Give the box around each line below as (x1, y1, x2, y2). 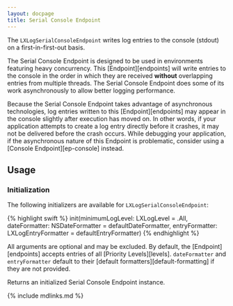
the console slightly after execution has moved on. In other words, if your (7, 114, 217, 122)
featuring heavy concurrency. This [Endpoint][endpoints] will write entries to (7, 64, 226, 72)
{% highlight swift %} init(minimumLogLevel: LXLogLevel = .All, (7, 214, 188, 223)
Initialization (7, 185, 50, 195)
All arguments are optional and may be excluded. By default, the (7, 243, 191, 251)
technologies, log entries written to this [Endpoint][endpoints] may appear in (7, 107, 226, 115)
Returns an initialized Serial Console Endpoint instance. (7, 278, 166, 287)
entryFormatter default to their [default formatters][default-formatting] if (7, 257, 215, 266)
